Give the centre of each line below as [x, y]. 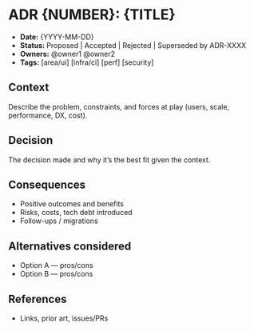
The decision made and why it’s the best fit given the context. [109, 160]
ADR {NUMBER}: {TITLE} [92, 15]
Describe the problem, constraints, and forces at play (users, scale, [119, 106]
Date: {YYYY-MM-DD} [57, 37]
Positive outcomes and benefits [71, 204]
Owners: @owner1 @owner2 [67, 54]
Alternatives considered [70, 246]
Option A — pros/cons [56, 265]
